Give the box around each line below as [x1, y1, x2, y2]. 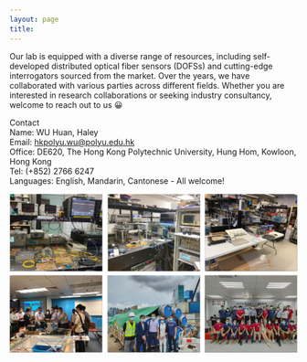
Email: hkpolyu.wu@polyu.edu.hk [9, 136, 135, 147]
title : [9, 24, 35, 34]
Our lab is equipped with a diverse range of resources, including [9, 50, 251, 61]
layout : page [9, 15, 59, 24]
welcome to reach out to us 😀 [9, 99, 123, 110]
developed [9, 60, 50, 71]
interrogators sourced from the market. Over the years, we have [9, 69, 250, 81]
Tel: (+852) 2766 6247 [9, 165, 94, 176]
